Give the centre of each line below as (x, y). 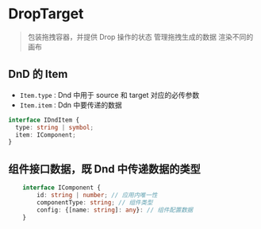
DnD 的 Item (38, 74)
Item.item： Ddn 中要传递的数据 (71, 105)
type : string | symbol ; (54, 127)
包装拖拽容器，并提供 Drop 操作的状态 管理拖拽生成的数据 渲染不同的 (140, 37)
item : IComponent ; (46, 135)
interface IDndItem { (44, 120)
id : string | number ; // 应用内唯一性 (97, 195)
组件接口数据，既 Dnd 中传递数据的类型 (104, 169)
